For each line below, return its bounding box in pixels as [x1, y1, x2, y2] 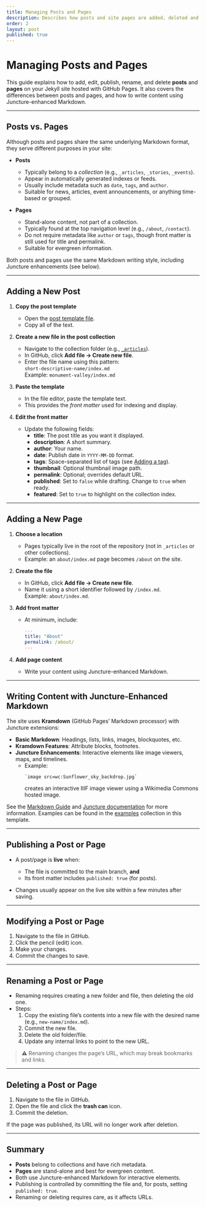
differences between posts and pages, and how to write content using [6, 92, 184, 99]
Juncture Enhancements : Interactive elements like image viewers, [15, 749, 184, 756]
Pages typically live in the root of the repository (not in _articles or [24, 542, 195, 550]
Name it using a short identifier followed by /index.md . [24, 585, 161, 593]
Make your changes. [15, 945, 67, 953]
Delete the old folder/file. [24, 1031, 88, 1039]
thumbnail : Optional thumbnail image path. [33, 464, 142, 472]
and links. [21, 1056, 46, 1063]
